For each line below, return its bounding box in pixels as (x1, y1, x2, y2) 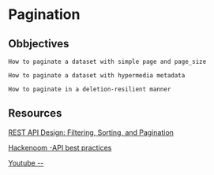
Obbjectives (8, 37, 69, 50)
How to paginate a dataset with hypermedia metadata (8, 72, 186, 80)
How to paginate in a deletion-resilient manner (8, 85, 171, 93)
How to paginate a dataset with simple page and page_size (8, 58, 207, 65)
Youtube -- (8, 158, 44, 167)
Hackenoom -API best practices (8, 143, 112, 152)
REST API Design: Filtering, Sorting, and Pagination (8, 128, 174, 137)
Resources (8, 106, 62, 120)
